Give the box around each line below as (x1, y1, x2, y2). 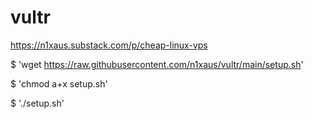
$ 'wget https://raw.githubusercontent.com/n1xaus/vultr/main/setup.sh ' (10, 58, 304, 70)
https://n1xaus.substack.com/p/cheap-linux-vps (10, 39, 208, 51)
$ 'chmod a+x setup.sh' (10, 77, 108, 90)
